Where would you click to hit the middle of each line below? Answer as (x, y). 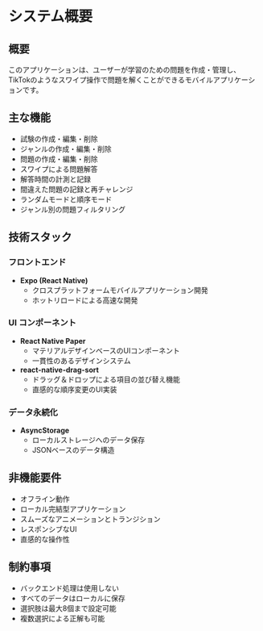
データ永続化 (33, 412)
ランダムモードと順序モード (66, 199)
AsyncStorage (45, 430)
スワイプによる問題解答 (59, 169)
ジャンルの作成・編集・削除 (66, 148)
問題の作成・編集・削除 (59, 159)
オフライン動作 (45, 499)
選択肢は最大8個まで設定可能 (68, 608)
